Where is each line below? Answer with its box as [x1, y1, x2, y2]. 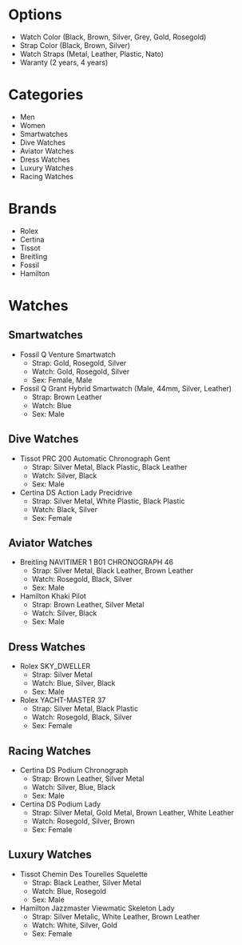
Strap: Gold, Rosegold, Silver [31, 358, 127, 367]
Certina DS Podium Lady [19, 799, 101, 809]
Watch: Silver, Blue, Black [31, 783, 116, 792]
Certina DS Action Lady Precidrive [19, 487, 133, 497]
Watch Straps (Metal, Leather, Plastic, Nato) [19, 49, 164, 58]
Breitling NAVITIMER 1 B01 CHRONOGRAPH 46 [19, 558, 174, 567]
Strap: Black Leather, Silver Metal [31, 878, 141, 887]
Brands [8, 200, 58, 218]
